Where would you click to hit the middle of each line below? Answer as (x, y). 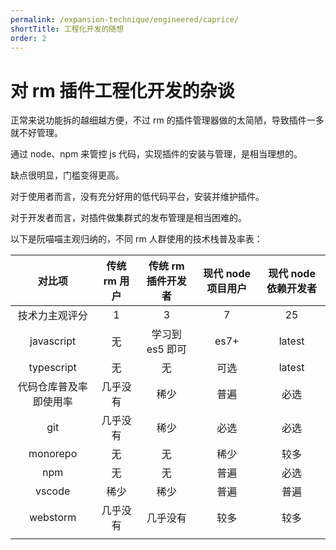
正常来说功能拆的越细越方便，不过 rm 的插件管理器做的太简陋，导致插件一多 (167, 120)
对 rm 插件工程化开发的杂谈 (122, 90)
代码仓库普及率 (52, 387)
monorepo (53, 454)
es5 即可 (167, 349)
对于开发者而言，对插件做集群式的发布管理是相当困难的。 (128, 218)
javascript (53, 341)
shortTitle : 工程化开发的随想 (67, 29)
